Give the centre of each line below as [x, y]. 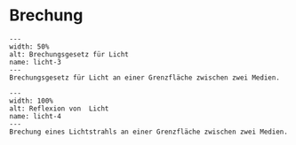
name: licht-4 [36, 116]
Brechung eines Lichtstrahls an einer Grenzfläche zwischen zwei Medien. [149, 132]
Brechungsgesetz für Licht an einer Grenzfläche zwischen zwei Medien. [144, 77]
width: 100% [31, 101]
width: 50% [29, 46]
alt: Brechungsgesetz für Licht [69, 54]
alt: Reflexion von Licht [59, 108]
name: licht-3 [36, 62]
